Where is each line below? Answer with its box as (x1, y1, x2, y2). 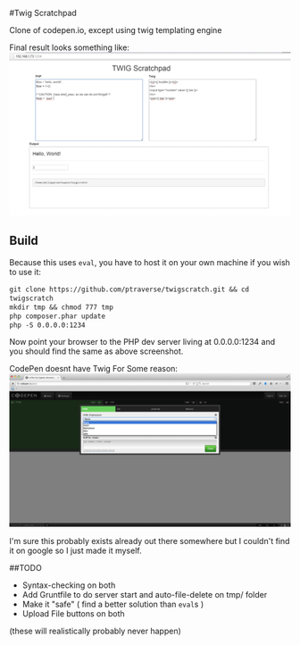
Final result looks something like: (9, 42, 129, 53)
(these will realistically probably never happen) (9, 625, 181, 637)
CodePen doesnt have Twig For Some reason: (9, 363, 179, 373)
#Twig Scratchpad (9, 8, 78, 18)
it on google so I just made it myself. (9, 545, 142, 557)
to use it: (9, 266, 42, 277)
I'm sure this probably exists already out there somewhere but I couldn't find (9, 536, 290, 547)
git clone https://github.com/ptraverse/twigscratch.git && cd (9, 285, 250, 294)
